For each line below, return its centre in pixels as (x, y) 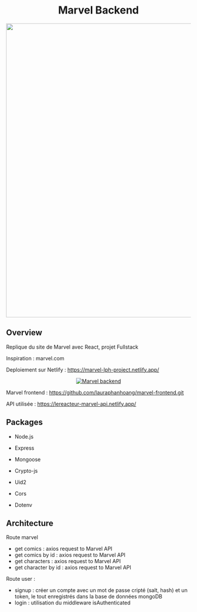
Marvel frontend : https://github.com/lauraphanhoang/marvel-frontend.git (95, 392)
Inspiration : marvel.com (35, 358)
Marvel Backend (98, 10)
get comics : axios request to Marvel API (63, 549)
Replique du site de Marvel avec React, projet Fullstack (72, 347)
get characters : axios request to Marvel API (68, 561)
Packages (24, 422)
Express (24, 448)
